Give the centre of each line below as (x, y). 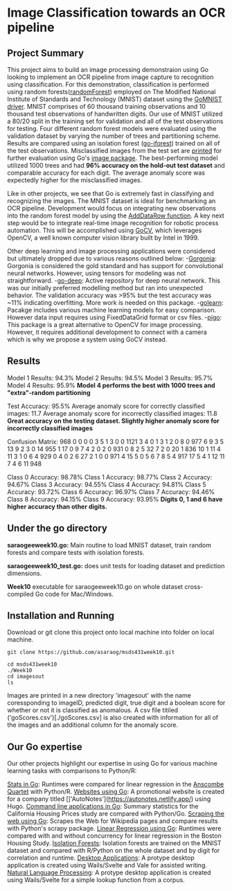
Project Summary (46, 53)
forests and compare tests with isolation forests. (76, 552)
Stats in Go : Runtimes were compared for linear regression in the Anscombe (116, 784)
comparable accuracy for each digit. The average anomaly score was (106, 173)
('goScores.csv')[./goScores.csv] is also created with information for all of (113, 718)
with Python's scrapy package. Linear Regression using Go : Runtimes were (114, 829)
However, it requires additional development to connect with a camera (107, 332)
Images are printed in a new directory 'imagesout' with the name (99, 696)
